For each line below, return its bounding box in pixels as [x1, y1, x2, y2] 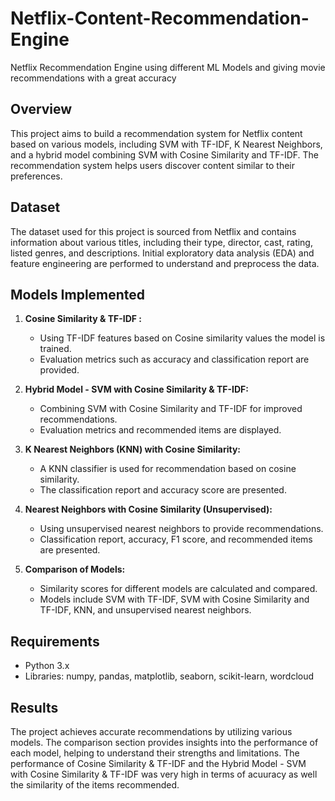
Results [10, 699, 59, 716]
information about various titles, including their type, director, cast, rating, [10, 236, 313, 248]
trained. [39, 343, 72, 355]
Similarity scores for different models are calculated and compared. [39, 583, 318, 595]
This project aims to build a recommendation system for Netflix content [10, 127, 303, 139]
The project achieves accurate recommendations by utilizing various [10, 726, 293, 737]
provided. [39, 364, 80, 376]
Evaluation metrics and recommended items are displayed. [39, 424, 282, 436]
